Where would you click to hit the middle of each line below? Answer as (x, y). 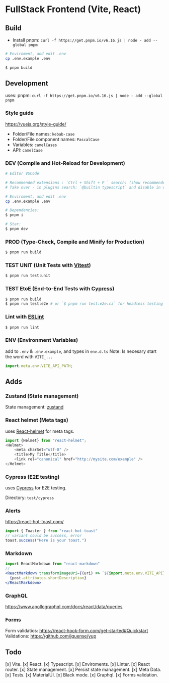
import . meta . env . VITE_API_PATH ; (39, 366)
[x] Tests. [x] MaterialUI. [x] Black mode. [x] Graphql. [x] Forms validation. (82, 675)
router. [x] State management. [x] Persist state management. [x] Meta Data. (83, 670)
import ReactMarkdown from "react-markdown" (53, 564)
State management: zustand (34, 407)
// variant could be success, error (44, 536)
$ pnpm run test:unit (28, 276)
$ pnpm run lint (22, 327)
